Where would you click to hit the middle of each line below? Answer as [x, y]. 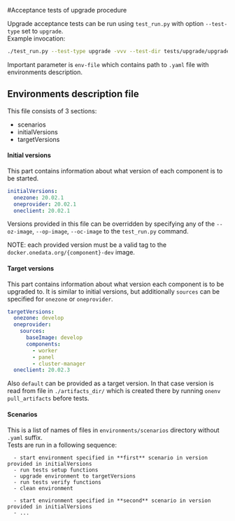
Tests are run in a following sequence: [62, 445]
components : [43, 344]
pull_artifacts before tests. [48, 399]
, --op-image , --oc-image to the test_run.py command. [111, 231]
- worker [45, 350]
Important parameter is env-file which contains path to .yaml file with [108, 64]
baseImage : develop [54, 338]
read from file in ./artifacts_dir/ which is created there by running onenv [114, 391]
